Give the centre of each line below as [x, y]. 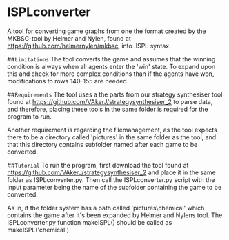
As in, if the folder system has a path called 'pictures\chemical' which [106, 208]
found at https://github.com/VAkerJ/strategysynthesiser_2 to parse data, [110, 101]
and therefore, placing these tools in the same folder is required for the [108, 109]
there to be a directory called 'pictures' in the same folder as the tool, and [112, 137]
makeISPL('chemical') [38, 230]
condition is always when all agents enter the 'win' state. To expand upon [111, 66]
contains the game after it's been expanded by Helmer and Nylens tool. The [115, 215]
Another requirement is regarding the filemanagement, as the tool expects [112, 130]
